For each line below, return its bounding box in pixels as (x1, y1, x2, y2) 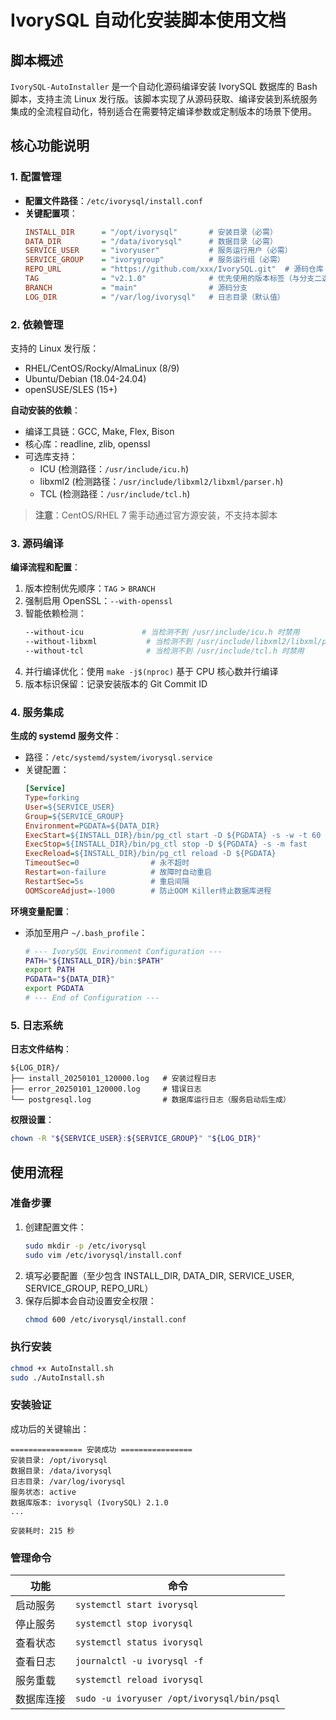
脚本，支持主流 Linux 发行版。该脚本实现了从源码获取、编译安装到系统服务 (10, 93, 318, 105)
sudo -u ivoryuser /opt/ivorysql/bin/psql (75, 1693, 281, 1705)
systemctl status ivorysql (75, 1637, 204, 1648)
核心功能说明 (10, 137, 90, 155)
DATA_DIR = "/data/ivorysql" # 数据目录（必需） (24, 236, 278, 246)
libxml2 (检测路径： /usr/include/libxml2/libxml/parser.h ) (39, 475, 284, 487)
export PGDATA (24, 984, 84, 994)
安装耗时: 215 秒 (10, 1526, 75, 1536)
